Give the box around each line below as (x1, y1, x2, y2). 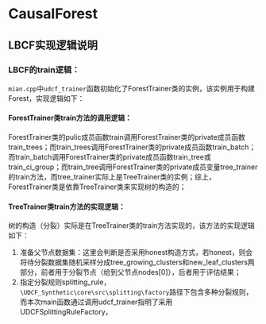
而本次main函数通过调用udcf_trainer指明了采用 (19, 297, 173, 307)
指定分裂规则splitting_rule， (19, 277, 111, 287)
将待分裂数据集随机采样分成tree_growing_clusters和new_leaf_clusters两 (19, 257, 256, 267)
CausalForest (8, 5, 98, 23)
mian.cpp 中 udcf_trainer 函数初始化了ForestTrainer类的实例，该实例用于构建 (8, 83, 256, 93)
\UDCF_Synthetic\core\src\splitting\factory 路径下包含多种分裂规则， (19, 287, 253, 297)
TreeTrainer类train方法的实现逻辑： (8, 202, 125, 211)
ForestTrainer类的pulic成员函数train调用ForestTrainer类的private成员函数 (8, 133, 246, 142)
